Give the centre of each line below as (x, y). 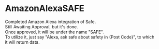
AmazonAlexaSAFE (45, 8)
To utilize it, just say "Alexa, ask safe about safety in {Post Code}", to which (80, 37)
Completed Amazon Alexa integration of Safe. (51, 22)
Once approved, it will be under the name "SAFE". (54, 32)
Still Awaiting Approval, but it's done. (42, 26)
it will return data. (22, 42)
